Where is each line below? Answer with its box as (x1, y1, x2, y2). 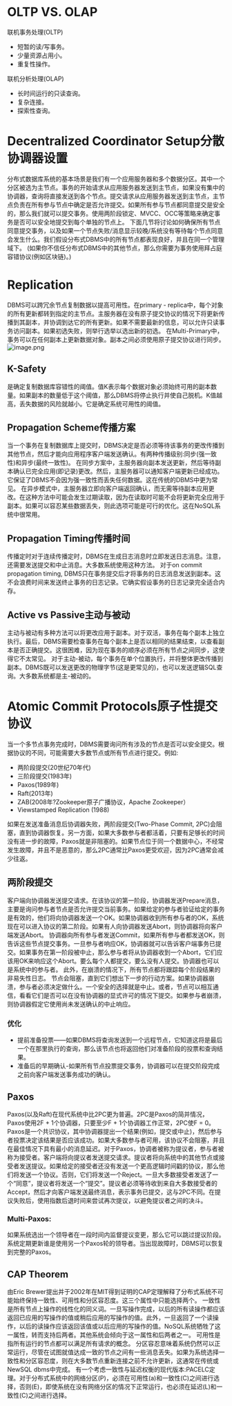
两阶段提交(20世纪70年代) (17, 763, 91, 771)
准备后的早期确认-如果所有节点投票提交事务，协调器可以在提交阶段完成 (17, 1062, 220, 1070)
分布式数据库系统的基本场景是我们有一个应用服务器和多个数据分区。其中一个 (7, 174, 225, 183)
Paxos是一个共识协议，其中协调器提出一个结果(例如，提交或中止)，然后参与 (7, 1127, 223, 1135)
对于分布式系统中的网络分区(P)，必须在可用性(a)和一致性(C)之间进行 (19, 1374, 214, 1383)
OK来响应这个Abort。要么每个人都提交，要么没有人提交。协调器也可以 (19, 956, 220, 965)
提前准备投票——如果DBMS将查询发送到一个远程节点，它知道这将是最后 (17, 1036, 223, 1044)
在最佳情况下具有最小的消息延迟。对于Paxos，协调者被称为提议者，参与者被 (7, 1144, 224, 1152)
